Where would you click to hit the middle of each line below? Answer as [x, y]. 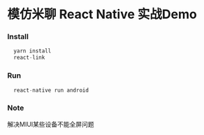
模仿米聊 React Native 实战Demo [102, 14]
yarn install [32, 51]
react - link [29, 58]
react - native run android [51, 90]
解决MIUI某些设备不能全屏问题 [51, 124]
